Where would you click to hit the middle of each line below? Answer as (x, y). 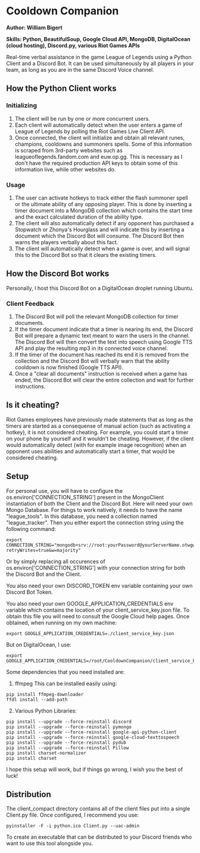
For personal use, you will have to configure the (65, 490)
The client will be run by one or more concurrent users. (82, 118)
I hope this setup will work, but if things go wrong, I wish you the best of (95, 769)
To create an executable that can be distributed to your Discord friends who (99, 837)
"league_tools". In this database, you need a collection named (82, 516)
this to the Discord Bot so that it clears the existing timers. (86, 254)
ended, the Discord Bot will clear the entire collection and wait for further (104, 380)
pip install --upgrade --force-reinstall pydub (66, 742)
